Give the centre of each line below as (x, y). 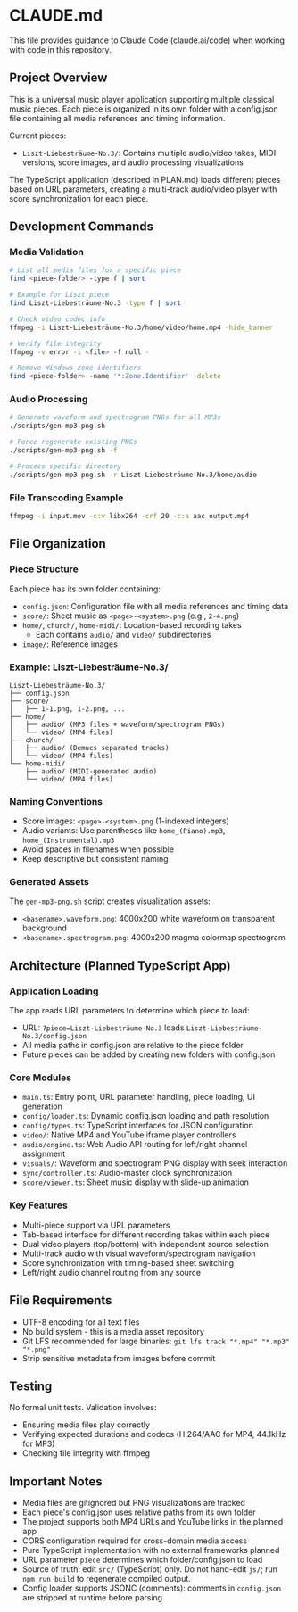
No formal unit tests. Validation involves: (83, 1408)
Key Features (39, 1205)
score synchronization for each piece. (79, 198)
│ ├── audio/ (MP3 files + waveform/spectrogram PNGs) (117, 724)
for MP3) (38, 1444)
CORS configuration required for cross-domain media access (135, 1541)
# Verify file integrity (55, 343)
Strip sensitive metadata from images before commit (119, 1358)
